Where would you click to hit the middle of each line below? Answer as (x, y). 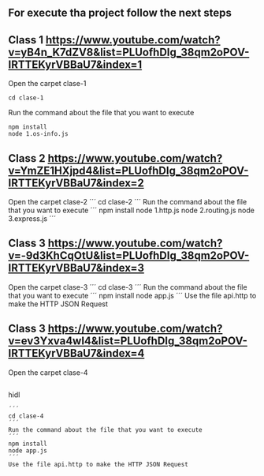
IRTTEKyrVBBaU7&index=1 (75, 64)
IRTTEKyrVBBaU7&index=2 (76, 183)
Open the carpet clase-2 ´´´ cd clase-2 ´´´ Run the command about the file (128, 202)
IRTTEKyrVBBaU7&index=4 (76, 353)
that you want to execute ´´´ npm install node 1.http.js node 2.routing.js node (131, 210)
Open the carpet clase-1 (47, 84)
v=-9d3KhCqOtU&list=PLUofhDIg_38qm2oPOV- (129, 256)
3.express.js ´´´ (32, 219)
